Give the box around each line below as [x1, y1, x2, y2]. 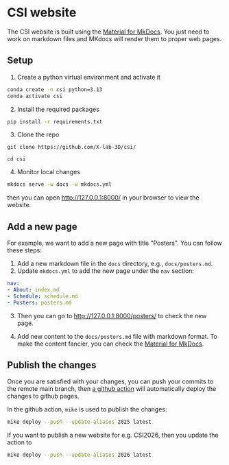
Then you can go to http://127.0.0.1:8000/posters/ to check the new [16, 311, 207, 320]
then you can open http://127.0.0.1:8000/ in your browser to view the [7, 193, 200, 202]
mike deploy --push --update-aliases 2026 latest [7, 451, 152, 459]
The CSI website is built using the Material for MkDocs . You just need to [7, 27, 210, 36]
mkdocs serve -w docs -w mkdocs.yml [7, 181, 112, 188]
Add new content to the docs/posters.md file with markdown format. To [16, 332, 217, 340]
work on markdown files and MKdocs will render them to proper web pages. [7, 34, 222, 43]
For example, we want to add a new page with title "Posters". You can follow [7, 239, 223, 248]
